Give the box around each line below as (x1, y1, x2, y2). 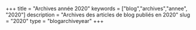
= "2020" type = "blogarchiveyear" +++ (5, 18, 104, 24)
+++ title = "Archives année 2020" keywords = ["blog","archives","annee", (5, 5, 188, 12)
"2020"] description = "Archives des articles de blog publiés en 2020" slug (5, 11, 191, 18)
